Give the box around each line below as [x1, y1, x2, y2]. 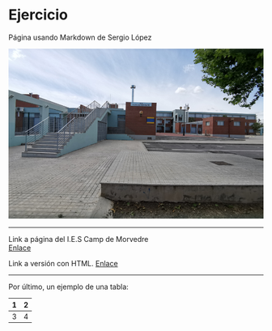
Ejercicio [8, 6, 69, 24]
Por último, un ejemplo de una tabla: [8, 282, 130, 292]
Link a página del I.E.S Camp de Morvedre [8, 235, 149, 244]
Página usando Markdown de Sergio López [8, 32, 152, 42]
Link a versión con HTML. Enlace [8, 259, 119, 269]
